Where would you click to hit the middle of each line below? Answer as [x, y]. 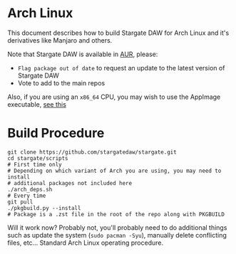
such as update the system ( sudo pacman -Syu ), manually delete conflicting [117, 235]
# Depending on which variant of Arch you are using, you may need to [114, 171]
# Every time [27, 196]
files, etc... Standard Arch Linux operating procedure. [86, 243]
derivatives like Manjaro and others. [60, 40]
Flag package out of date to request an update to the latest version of [121, 68]
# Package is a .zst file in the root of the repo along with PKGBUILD [116, 214]
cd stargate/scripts [38, 158]
